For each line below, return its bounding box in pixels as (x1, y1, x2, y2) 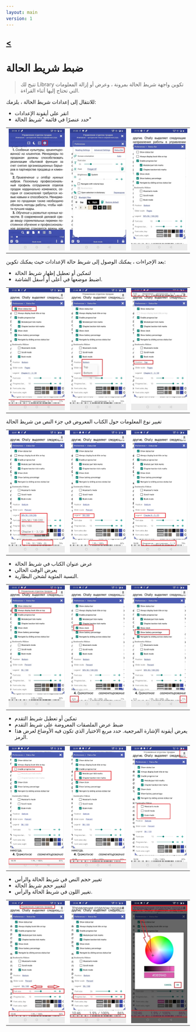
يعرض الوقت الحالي (14, 566, 58, 573)
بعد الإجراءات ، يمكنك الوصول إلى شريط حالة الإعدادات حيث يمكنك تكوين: (6, 258, 166, 265)
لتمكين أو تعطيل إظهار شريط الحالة (14, 269, 92, 276)
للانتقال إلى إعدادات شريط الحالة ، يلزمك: (6, 98, 96, 105)
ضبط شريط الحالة (6, 61, 83, 75)
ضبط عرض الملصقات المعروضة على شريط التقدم (14, 721, 124, 728)
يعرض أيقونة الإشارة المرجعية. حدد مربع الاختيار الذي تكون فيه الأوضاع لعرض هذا (14, 727, 188, 734)
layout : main (6, 9, 38, 15)
